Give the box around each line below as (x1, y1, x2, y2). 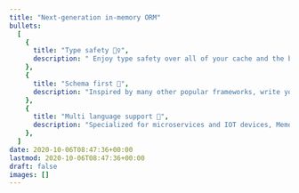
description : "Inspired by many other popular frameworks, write (32, 87, 280, 96)
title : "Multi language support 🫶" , (32, 112, 169, 121)
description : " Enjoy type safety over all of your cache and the (32, 54, 285, 63)
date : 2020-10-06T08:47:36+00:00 (9, 145, 133, 154)
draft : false (9, 162, 58, 171)
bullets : (9, 21, 42, 30)
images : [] (9, 170, 50, 179)
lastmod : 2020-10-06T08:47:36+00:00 (9, 153, 145, 163)
